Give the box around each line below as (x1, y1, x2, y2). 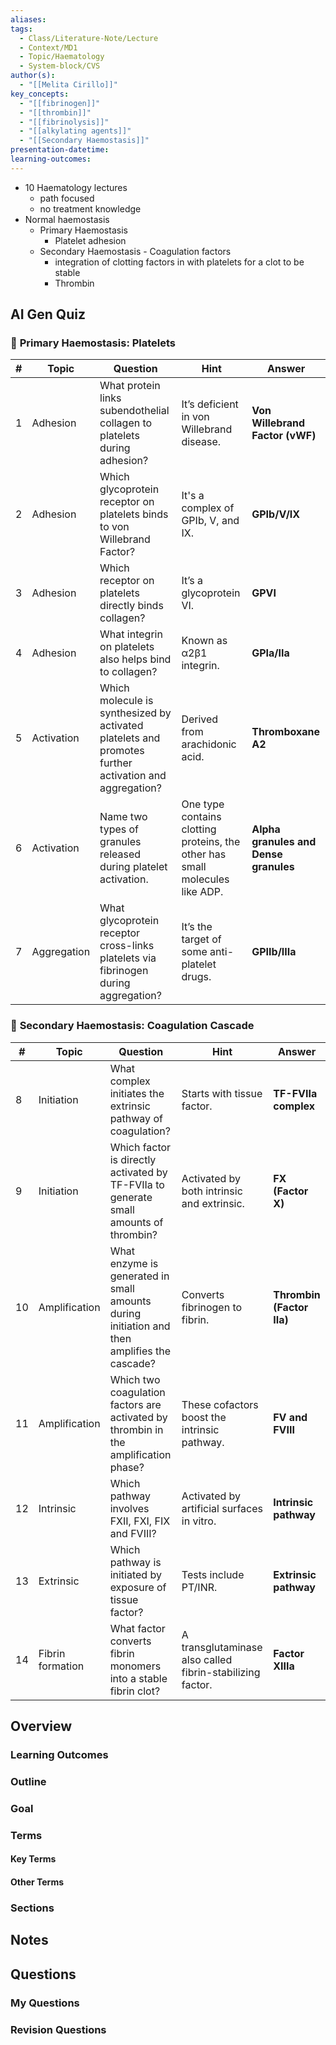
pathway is (109, 1555, 162, 1569)
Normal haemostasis (24, 213, 110, 225)
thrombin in (109, 1422, 164, 1436)
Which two (109, 1372, 161, 1386)
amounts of (109, 1215, 164, 1229)
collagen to (99, 416, 153, 430)
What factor (109, 1621, 166, 1635)
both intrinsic (181, 1184, 243, 1198)
